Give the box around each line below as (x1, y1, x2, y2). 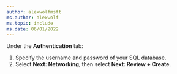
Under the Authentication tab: (6, 42, 84, 50)
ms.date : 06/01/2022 (6, 25, 59, 32)
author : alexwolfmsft (6, 8, 62, 15)
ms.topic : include (6, 20, 53, 26)
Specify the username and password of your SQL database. (15, 54, 167, 61)
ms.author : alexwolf (6, 15, 59, 21)
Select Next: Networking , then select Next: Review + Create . (15, 61, 171, 68)
